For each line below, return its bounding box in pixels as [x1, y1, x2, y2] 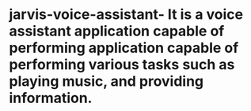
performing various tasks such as [9, 56, 235, 74]
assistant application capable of [9, 22, 225, 40]
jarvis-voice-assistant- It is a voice [9, 6, 244, 24]
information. [9, 89, 93, 107]
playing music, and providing [9, 72, 204, 91]
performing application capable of [9, 39, 239, 57]
